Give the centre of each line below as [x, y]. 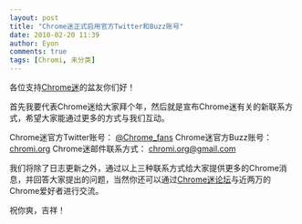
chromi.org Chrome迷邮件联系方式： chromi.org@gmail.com [123, 148]
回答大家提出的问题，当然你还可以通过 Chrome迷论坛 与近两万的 [152, 179]
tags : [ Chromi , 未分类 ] [52, 60]
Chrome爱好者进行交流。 [57, 191]
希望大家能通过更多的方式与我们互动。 [97, 118]
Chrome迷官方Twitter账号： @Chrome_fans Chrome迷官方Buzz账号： [141, 137]
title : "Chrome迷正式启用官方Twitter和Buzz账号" [97, 26]
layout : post [34, 18]
